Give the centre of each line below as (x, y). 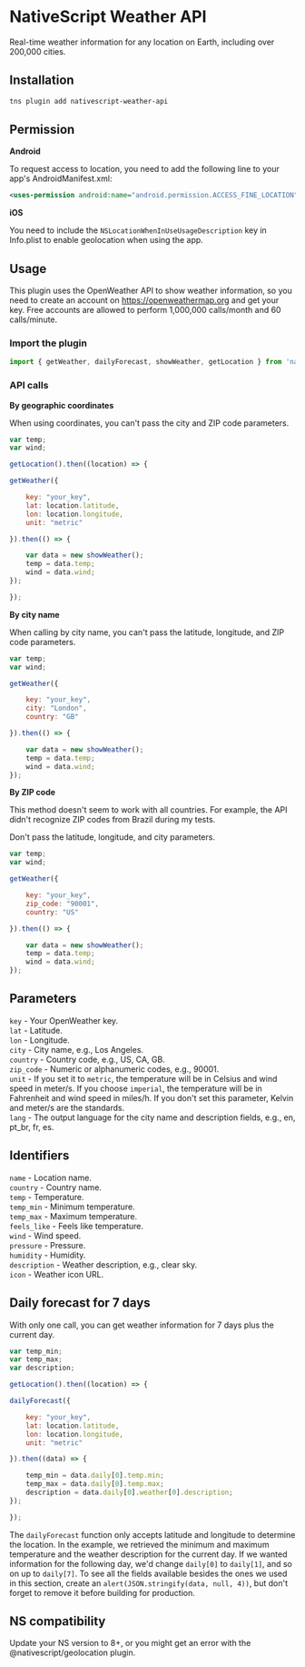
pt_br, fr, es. (32, 1126)
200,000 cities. (38, 51)
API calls (29, 386)
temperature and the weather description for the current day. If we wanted (148, 1554)
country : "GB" (52, 717)
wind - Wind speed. (45, 1236)
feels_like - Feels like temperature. (76, 1226)
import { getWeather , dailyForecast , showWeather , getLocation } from (146, 362)
